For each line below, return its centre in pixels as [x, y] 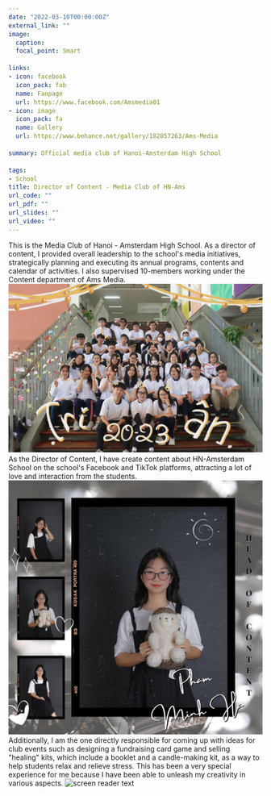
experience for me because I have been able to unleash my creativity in [127, 774]
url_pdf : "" [28, 204]
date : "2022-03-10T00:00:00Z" [59, 17]
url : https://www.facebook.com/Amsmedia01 [88, 102]
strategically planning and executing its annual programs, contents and [126, 262]
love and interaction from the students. [73, 476]
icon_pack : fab [41, 85]
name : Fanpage [39, 94]
